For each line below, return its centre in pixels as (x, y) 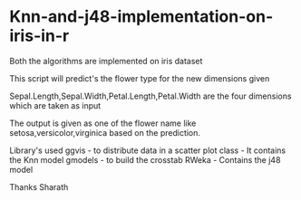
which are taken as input (55, 105)
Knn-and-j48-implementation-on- (141, 17)
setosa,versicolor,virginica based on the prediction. (105, 132)
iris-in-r (39, 36)
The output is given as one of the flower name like (103, 123)
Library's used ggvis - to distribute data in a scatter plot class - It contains (148, 150)
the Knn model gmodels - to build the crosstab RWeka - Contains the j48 (145, 159)
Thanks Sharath (39, 186)
